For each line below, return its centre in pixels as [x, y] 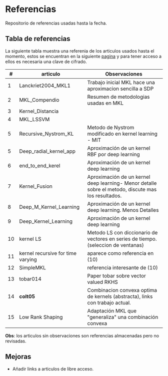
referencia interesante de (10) [123, 267]
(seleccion [99, 245]
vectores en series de [113, 239]
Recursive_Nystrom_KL [46, 134]
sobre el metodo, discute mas [122, 189]
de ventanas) [128, 245]
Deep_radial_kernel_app [47, 151]
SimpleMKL [33, 267]
